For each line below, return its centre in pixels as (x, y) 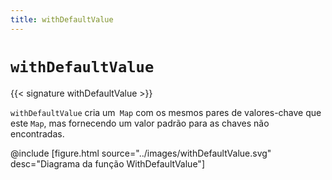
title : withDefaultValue (62, 19)
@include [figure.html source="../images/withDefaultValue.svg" (141, 153)
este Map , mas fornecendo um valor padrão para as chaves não (140, 123)
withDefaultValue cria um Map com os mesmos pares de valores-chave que (166, 112)
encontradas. (37, 133)
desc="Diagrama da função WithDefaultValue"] (107, 163)
